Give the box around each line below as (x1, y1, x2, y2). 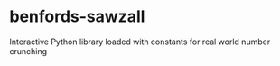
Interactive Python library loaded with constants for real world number (9, 36, 271, 47)
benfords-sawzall (9, 6, 145, 27)
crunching (9, 45, 48, 56)
